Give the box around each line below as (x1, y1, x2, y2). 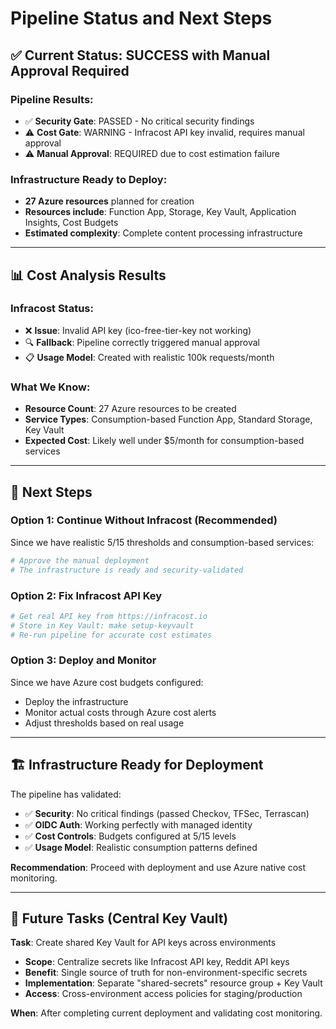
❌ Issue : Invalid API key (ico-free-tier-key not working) (24, 324, 252, 336)
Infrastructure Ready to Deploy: (10, 172, 168, 186)
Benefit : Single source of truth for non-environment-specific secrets (24, 967, 308, 979)
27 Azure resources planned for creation (24, 195, 195, 207)
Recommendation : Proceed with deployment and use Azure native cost (10, 861, 307, 873)
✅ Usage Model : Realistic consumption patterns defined (24, 841, 258, 853)
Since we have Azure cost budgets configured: (10, 676, 204, 688)
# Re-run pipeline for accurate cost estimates (10, 630, 213, 640)
